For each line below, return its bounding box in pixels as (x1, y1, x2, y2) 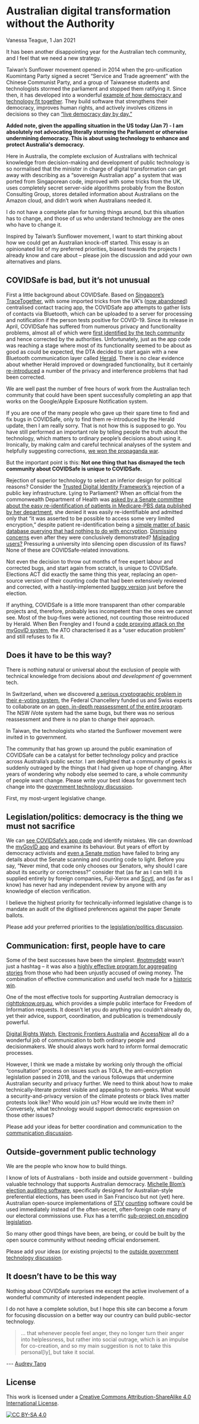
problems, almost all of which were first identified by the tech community (6, 329, 185, 336)
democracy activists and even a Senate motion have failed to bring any (6, 850, 180, 857)
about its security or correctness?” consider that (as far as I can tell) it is (6, 869, 183, 876)
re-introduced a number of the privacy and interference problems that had (6, 367, 188, 374)
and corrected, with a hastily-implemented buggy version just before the (6, 583, 184, 590)
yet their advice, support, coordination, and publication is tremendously (6, 1013, 181, 1020)
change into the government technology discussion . (6, 783, 134, 790)
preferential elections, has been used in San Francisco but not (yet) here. (6, 1193, 185, 1200)
